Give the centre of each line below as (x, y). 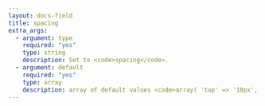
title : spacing (33, 23)
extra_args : (28, 30)
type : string (44, 53)
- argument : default (49, 68)
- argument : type (44, 38)
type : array (42, 82)
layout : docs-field (41, 16)
